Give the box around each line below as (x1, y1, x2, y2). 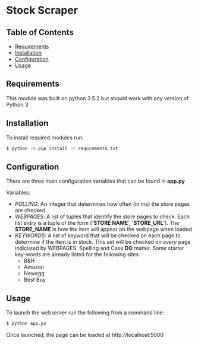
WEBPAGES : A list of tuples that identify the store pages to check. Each (14, 213, 190, 220)
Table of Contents (6, 27, 74, 37)
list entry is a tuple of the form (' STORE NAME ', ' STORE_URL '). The (14, 219, 180, 227)
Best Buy (23, 276, 46, 284)
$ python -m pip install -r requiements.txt (6, 145, 118, 151)
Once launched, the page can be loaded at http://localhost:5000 (6, 332, 164, 338)
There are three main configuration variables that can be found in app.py (6, 177, 186, 184)
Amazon (23, 263, 45, 270)
